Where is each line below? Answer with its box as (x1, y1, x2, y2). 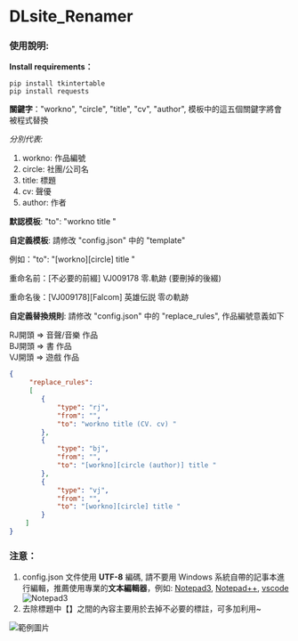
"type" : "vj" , (56, 485, 109, 495)
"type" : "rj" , (56, 402, 109, 411)
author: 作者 (21, 198, 67, 208)
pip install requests (9, 87, 90, 96)
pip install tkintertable (9, 79, 105, 88)
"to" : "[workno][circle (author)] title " (56, 461, 217, 470)
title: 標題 (21, 175, 56, 186)
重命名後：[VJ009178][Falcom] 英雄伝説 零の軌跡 (9, 292, 189, 303)
